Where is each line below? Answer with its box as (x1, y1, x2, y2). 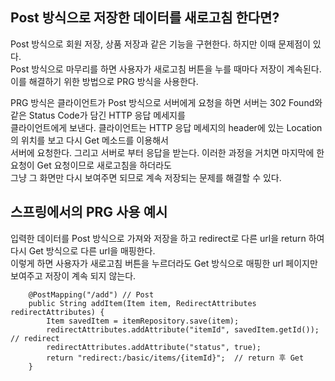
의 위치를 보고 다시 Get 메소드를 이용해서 (10, 134, 169, 146)
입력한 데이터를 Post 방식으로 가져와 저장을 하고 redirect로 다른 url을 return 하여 (10, 232, 325, 244)
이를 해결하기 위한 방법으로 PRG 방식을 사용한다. (10, 75, 199, 87)
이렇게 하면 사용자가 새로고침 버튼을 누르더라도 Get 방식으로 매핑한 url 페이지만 (10, 257, 318, 269)
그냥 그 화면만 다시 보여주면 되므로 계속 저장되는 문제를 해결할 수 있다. (10, 171, 282, 183)
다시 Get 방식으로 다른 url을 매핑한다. (10, 244, 156, 257)
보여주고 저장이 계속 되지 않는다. (10, 269, 137, 282)
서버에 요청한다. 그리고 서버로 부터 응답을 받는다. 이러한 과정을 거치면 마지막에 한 (10, 146, 325, 158)
